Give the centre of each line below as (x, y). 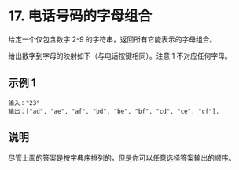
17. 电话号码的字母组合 (80, 16)
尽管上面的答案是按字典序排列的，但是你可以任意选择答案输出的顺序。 (122, 157)
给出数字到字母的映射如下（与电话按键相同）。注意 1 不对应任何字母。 (120, 56)
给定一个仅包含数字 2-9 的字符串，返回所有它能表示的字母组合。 (112, 39)
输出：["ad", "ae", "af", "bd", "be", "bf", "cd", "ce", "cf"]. (114, 111)
